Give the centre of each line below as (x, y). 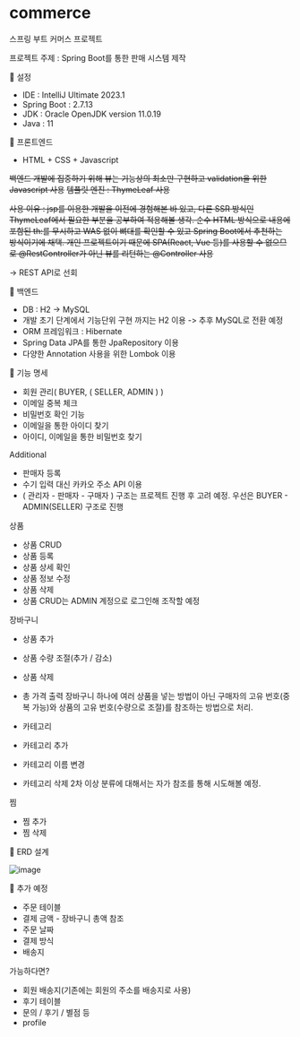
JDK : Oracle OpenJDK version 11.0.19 (91, 114)
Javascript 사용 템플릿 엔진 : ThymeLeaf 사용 (90, 189)
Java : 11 (38, 123)
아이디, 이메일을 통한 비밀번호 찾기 (82, 436)
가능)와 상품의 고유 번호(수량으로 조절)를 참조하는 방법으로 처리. (142, 707)
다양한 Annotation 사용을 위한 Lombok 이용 (99, 353)
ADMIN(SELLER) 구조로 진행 (73, 506)
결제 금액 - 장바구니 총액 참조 (73, 918)
